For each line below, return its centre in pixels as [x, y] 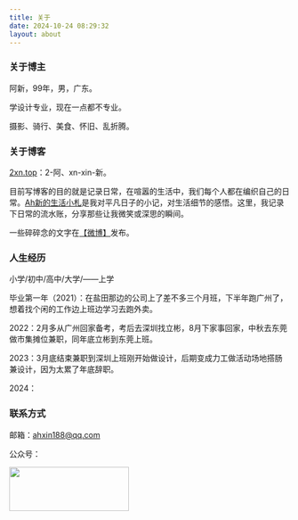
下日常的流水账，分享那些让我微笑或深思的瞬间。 [99, 213]
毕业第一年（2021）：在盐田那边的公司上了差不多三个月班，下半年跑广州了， [149, 298]
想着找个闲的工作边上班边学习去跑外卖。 [83, 310]
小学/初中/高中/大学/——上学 [62, 279]
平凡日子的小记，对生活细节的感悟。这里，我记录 [194, 202]
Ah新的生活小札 [53, 202]
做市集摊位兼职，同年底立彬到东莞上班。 [83, 339]
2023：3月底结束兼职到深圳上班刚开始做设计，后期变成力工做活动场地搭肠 [146, 359]
